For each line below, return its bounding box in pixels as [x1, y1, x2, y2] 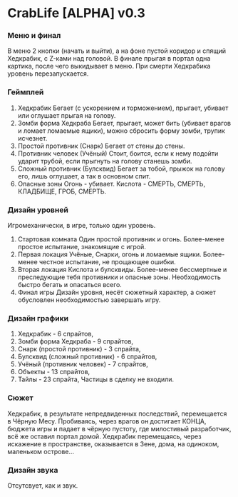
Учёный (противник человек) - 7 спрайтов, [17, 360, 148, 368]
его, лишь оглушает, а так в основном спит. [17, 171, 151, 180]
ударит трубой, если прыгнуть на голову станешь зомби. [17, 156, 192, 165]
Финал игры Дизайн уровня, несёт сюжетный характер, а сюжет [17, 288, 216, 297]
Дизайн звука [7, 465, 58, 475]
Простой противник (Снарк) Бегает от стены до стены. [17, 141, 185, 150]
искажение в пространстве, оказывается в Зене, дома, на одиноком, [7, 439, 219, 448]
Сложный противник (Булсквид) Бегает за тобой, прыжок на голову [17, 164, 225, 173]
